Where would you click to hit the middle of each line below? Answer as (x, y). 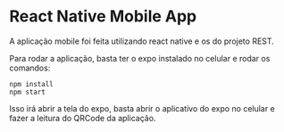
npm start (28, 92)
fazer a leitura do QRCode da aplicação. (83, 118)
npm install (31, 84)
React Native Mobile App (103, 16)
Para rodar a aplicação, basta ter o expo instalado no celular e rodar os (140, 58)
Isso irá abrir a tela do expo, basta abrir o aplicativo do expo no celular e (142, 108)
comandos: (30, 68)
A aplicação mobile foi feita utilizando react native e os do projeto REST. (142, 41)
